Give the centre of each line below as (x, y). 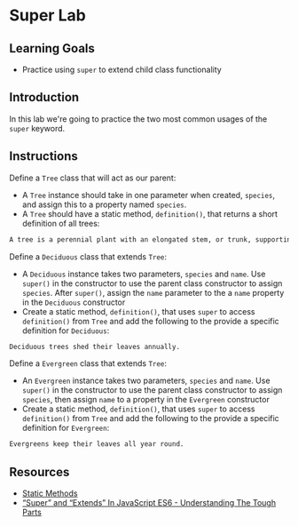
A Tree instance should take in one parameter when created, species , (149, 195)
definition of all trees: (61, 223)
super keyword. (37, 128)
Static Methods (50, 493)
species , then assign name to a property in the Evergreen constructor (146, 400)
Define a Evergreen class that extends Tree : (88, 363)
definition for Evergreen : (66, 428)
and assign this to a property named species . (104, 204)
